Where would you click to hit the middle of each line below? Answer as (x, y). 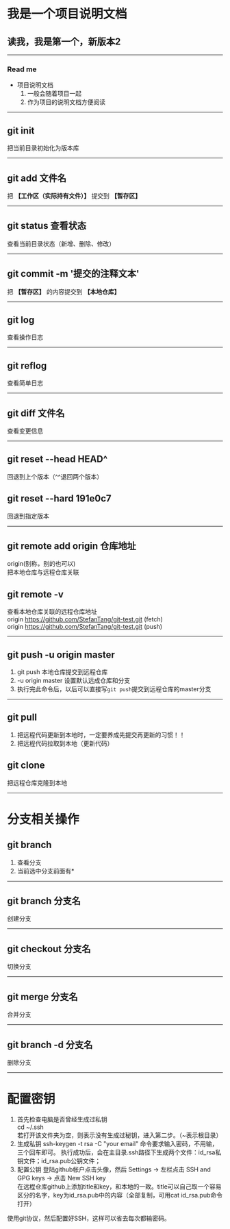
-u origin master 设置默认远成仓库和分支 (74, 681)
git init (21, 131)
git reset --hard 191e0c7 (59, 498)
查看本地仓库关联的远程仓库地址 (52, 612)
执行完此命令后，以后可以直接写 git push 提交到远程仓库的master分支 (114, 689)
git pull (22, 718)
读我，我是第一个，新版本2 (64, 41)
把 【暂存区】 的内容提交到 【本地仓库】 (64, 291)
